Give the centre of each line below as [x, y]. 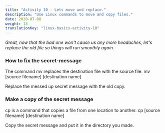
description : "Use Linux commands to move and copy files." [69, 14]
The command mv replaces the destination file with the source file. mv [77, 71]
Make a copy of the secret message [49, 99]
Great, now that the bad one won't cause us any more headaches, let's [79, 42]
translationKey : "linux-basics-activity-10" [52, 28]
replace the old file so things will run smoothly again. [60, 48]
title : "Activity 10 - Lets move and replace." [56, 10]
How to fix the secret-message [43, 61]
